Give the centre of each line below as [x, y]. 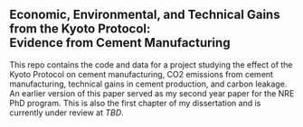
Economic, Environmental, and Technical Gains [145, 15]
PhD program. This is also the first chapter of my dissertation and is [135, 103]
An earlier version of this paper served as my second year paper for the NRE [152, 93]
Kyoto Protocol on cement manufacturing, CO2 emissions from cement [142, 74]
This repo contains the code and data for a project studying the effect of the [151, 64]
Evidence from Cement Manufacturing [120, 43]
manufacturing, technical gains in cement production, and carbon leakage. [148, 84]
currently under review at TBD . [66, 113]
